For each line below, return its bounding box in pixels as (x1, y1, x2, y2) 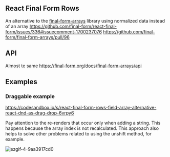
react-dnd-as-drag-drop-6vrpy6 (5, 110, 74, 116)
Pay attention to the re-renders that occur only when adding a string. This (5, 120, 161, 126)
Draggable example (5, 92, 55, 100)
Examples (5, 77, 37, 86)
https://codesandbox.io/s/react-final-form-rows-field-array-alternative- (5, 105, 157, 111)
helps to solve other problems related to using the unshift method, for (5, 131, 152, 137)
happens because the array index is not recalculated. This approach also (5, 125, 159, 131)
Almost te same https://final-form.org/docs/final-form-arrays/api (5, 63, 142, 69)
